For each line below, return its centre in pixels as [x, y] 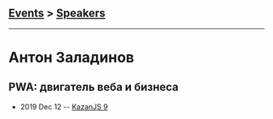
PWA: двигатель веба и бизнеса [93, 87]
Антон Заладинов [71, 57]
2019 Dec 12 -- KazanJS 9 [64, 106]
